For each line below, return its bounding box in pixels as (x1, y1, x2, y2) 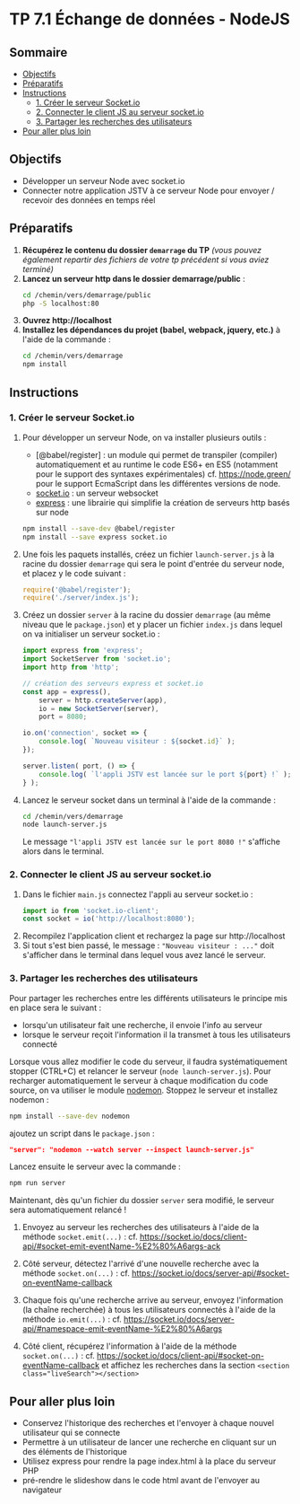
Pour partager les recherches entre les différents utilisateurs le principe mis (9, 992, 288, 1003)
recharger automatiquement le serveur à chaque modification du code (9, 1075, 269, 1086)
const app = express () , (21, 687, 112, 696)
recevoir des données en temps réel (21, 194, 156, 206)
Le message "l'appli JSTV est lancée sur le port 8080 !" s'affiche (21, 836, 280, 848)
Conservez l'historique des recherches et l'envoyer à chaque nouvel (21, 1418, 275, 1429)
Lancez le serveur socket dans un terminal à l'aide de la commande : (21, 795, 276, 805)
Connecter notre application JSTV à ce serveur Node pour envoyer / (21, 185, 275, 196)
